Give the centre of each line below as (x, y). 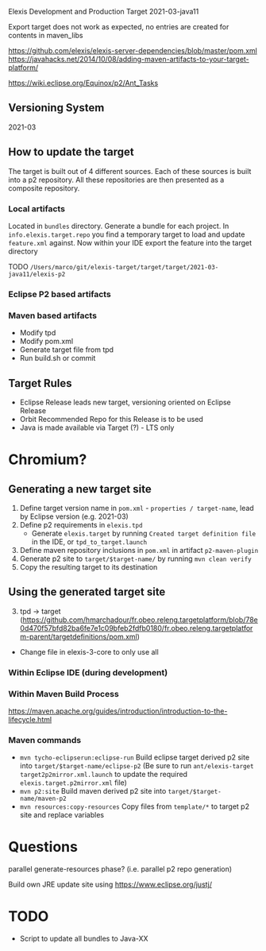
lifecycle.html (30, 719)
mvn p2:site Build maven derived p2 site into (93, 791)
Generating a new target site (80, 489)
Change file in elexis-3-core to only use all (89, 651)
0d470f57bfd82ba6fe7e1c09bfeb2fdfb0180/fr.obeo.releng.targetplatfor (136, 628)
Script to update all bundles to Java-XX (84, 939)
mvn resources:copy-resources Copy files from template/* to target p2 (135, 806)
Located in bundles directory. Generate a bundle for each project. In (119, 226)
